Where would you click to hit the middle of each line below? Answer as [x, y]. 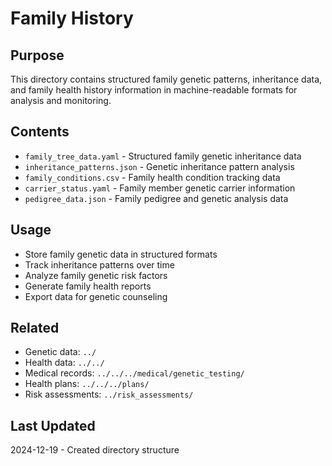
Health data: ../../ [64, 363]
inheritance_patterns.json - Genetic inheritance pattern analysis [159, 166]
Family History [72, 18]
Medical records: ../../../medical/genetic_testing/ [134, 373]
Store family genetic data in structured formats [121, 254]
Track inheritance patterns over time [99, 264]
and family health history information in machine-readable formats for [154, 90]
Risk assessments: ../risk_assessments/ [109, 394]
